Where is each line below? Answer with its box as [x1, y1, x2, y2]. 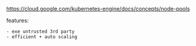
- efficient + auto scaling [6, 34, 78, 40]
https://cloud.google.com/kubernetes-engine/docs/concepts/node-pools [6, 5, 191, 12]
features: [6, 17, 29, 24]
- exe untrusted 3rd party [6, 28, 75, 34]
